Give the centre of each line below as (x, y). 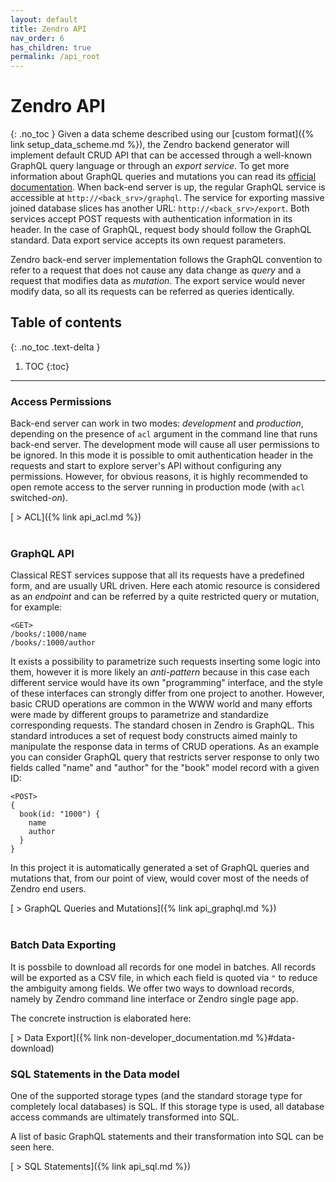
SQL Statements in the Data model (95, 1074)
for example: (36, 607)
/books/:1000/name (48, 634)
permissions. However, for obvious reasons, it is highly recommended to (159, 477)
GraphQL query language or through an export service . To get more (150, 166)
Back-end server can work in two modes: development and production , (157, 423)
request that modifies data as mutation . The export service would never (158, 281)
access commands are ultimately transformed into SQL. (125, 1117)
